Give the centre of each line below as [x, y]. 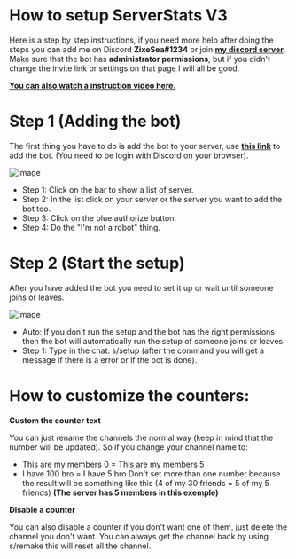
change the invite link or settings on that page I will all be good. [125, 68]
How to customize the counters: [129, 396]
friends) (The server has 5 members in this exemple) [120, 492]
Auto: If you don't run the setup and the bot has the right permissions [148, 331]
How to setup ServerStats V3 [118, 16]
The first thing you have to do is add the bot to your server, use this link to [145, 146]
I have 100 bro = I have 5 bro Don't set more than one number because [151, 473]
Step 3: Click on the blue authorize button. [99, 217]
